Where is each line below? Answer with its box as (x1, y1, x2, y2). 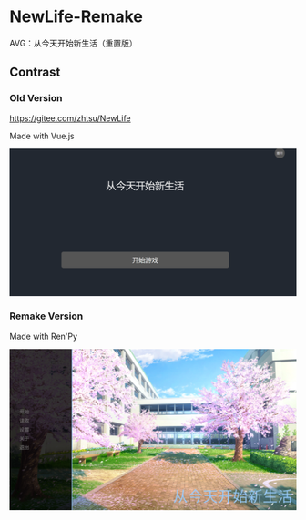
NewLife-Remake (9, 6, 144, 27)
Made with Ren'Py (9, 331, 78, 342)
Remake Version (9, 310, 84, 322)
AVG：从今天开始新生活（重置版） (9, 37, 138, 48)
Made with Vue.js (9, 130, 75, 141)
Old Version (9, 92, 63, 105)
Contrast (9, 65, 61, 80)
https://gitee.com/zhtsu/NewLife (9, 112, 131, 124)
